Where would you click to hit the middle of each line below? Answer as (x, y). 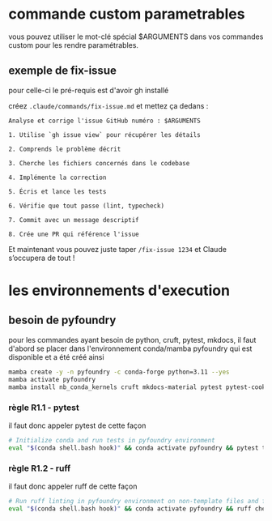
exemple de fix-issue (63, 71)
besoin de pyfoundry (62, 320)
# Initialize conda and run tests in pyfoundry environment (112, 440)
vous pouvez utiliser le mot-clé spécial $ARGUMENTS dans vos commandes (136, 36)
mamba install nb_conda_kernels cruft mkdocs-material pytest (115, 387)
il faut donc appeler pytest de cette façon (77, 425)
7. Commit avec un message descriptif (74, 220)
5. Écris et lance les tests (57, 191)
